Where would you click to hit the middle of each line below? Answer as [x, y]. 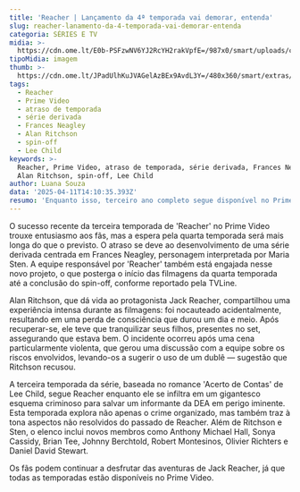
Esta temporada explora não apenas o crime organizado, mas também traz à [150, 412]
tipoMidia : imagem [43, 59]
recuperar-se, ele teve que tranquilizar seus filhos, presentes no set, [135, 328]
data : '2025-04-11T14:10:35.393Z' [74, 192]
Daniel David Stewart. [49, 450]
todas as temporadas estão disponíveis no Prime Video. [112, 477]
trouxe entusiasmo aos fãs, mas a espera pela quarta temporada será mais [146, 235]
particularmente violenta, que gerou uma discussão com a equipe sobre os [147, 348]
